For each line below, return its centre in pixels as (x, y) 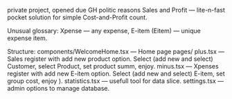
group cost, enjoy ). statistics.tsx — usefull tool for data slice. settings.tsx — (115, 81)
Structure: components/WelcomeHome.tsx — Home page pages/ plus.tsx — (116, 52)
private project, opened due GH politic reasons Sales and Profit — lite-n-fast (116, 10)
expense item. (27, 38)
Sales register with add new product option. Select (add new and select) (110, 59)
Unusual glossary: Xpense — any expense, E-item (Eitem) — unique (104, 31)
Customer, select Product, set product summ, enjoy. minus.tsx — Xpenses (113, 66)
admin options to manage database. (59, 88)
